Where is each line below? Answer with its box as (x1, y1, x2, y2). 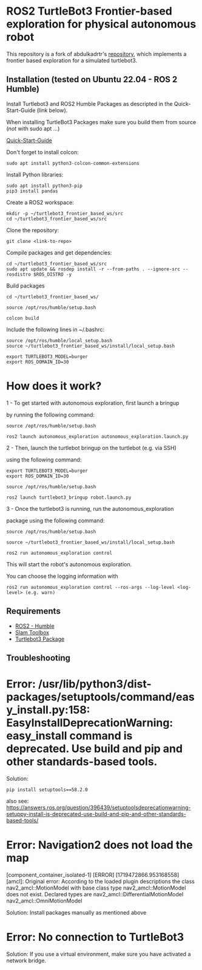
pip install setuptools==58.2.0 (6, 787, 88, 793)
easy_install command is (6, 729, 133, 743)
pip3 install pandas (6, 188, 59, 194)
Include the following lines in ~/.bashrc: (6, 326, 105, 333)
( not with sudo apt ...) (6, 125, 60, 132)
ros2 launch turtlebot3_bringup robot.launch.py (6, 494, 132, 501)
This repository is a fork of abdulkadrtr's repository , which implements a (6, 50, 187, 57)
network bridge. (6, 957, 47, 964)
